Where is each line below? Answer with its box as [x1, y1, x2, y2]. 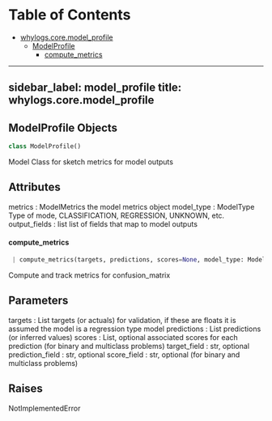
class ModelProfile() [8, 142, 82, 151]
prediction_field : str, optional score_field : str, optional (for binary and [8, 350, 240, 359]
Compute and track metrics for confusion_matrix [8, 270, 171, 280]
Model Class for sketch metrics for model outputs [8, 157, 174, 167]
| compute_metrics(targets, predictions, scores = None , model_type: [11, 256, 244, 264]
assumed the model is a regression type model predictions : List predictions [8, 324, 261, 334]
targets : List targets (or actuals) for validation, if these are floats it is [8, 315, 236, 325]
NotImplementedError [8, 403, 81, 413]
